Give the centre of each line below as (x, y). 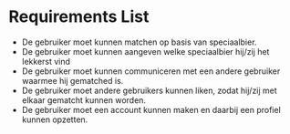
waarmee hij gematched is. (72, 80)
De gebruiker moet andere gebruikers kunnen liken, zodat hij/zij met (149, 90)
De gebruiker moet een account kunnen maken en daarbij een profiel (151, 109)
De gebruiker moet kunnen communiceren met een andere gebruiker (151, 71)
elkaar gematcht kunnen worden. (84, 100)
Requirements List (79, 17)
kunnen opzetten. (55, 119)
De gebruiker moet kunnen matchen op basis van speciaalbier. (139, 42)
